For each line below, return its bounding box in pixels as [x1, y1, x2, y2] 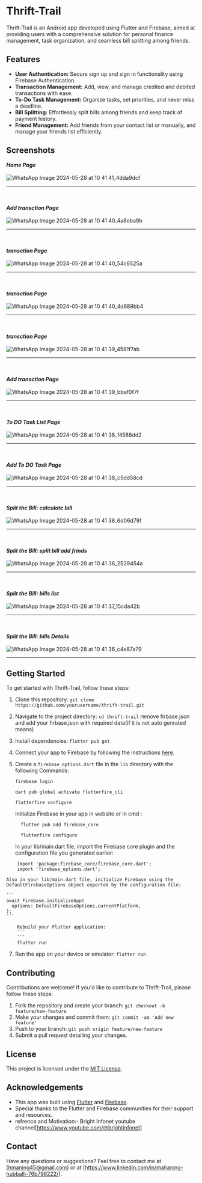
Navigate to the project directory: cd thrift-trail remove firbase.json [14, 713, 190, 720]
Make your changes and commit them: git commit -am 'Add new [14, 1013, 174, 1021]
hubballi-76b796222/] [6, 1170, 61, 1177]
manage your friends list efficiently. [14, 128, 103, 135]
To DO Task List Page [6, 418, 61, 425]
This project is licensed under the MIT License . [6, 1065, 123, 1072]
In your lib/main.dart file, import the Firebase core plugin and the [14, 843, 176, 850]
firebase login [14, 779, 54, 785]
